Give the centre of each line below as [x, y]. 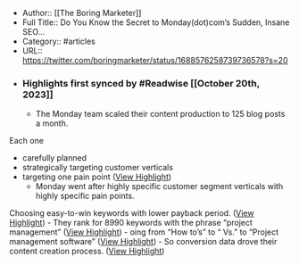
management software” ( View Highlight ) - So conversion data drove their [143, 242]
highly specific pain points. [85, 196]
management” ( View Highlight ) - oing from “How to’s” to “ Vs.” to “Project [144, 232]
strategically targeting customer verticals [98, 168]
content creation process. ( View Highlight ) [87, 251]
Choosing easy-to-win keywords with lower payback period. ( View [132, 213]
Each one [27, 141]
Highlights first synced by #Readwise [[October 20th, [141, 83]
